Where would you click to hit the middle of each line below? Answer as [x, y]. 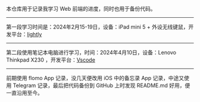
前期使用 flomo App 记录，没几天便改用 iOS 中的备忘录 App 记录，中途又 [95, 78]
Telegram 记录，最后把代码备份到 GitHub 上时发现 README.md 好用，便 [101, 85]
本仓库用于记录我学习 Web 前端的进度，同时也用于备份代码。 [81, 9]
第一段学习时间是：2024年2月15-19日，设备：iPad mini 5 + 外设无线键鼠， [97, 27]
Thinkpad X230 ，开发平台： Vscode [51, 60]
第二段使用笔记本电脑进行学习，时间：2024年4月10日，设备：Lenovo [91, 52]
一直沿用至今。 [24, 93]
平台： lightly [26, 34]
